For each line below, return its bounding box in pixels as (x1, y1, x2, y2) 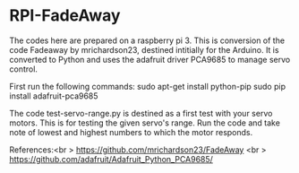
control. (9, 64, 38, 74)
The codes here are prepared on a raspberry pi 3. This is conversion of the (9, 35, 285, 46)
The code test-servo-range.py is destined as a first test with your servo (9, 108, 273, 118)
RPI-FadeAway (9, 5, 121, 26)
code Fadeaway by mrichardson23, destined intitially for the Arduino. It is (9, 44, 279, 55)
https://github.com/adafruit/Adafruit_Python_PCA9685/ (9, 153, 213, 164)
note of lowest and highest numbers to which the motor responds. (9, 126, 253, 137)
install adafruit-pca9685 (9, 91, 98, 101)
